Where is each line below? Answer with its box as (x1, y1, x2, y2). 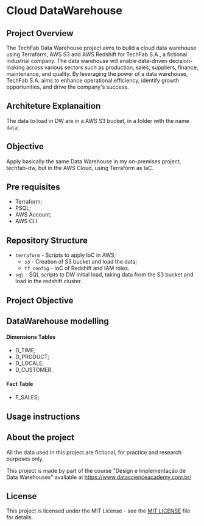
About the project (6, 432, 75, 443)
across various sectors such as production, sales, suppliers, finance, (26, 64, 199, 71)
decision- (168, 57, 193, 64)
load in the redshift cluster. (15, 278, 82, 285)
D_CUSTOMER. (15, 366, 54, 374)
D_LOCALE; (15, 360, 44, 367)
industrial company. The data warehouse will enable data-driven (6, 57, 167, 64)
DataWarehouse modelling (6, 316, 110, 327)
